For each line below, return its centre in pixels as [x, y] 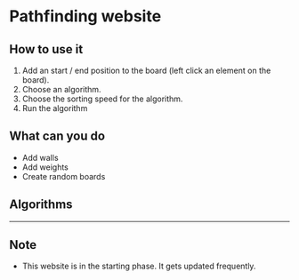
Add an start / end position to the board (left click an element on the [146, 70]
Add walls [40, 157]
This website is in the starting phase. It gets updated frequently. [139, 266]
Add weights [45, 167]
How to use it [46, 49]
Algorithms [41, 205]
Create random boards [64, 176]
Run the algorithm [55, 108]
